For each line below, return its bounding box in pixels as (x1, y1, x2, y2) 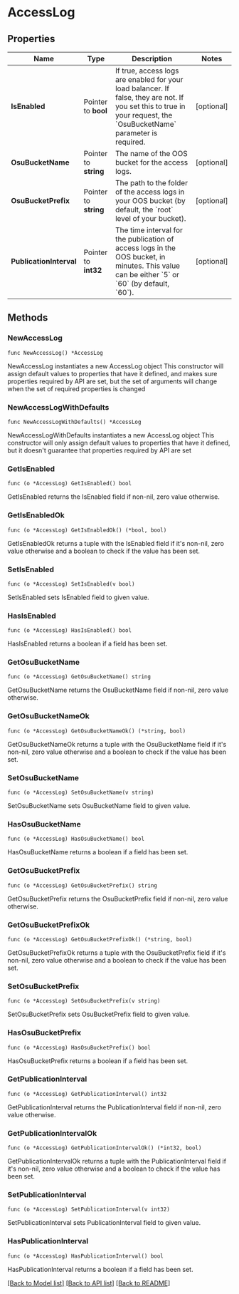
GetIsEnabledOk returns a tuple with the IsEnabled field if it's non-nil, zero (7, 539, 224, 547)
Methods (7, 311, 48, 324)
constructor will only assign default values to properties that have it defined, (7, 438, 230, 447)
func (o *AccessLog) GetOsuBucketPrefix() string (7, 881, 158, 889)
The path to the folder (115, 178, 188, 187)
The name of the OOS (115, 149, 188, 158)
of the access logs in (115, 187, 185, 197)
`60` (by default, (115, 279, 169, 289)
